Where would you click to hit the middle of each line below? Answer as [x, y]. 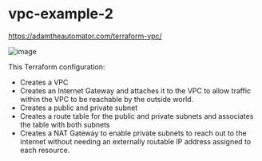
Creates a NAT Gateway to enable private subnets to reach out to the [133, 133]
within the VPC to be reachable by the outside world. [107, 99]
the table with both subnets [65, 124]
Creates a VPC [44, 82]
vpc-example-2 [61, 14]
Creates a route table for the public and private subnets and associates [137, 116]
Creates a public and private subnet [79, 108]
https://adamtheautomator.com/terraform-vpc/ [85, 36]
